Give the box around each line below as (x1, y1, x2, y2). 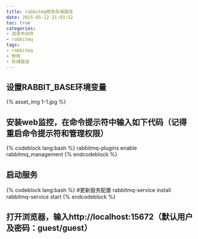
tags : (6, 42, 20, 48)
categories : (6, 25, 36, 32)
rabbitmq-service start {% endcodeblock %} (6, 193, 116, 200)
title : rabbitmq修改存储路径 (6, 8, 73, 15)
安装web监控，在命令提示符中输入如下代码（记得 (6, 117, 187, 127)
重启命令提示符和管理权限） (6, 128, 109, 138)
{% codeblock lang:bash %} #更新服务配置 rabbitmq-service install (6, 186, 171, 194)
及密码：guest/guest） (6, 223, 92, 233)
